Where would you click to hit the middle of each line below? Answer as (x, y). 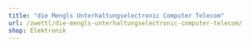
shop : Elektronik (37, 30)
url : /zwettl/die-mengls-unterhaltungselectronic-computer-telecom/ (125, 23)
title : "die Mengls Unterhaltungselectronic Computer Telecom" (117, 16)
